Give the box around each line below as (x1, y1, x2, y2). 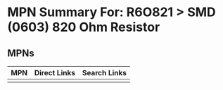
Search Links (82, 68, 127, 77)
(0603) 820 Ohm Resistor (7, 19, 160, 35)
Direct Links (34, 68, 76, 77)
